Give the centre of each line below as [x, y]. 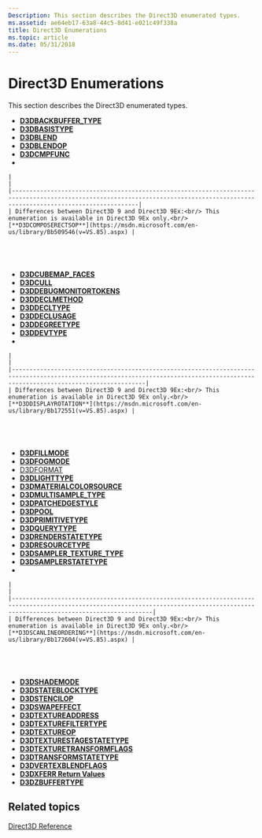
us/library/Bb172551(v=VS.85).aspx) [68, 411]
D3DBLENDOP [43, 146]
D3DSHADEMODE [50, 682]
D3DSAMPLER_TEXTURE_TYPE [72, 554]
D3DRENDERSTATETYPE [61, 537]
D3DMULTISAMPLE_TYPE [63, 495]
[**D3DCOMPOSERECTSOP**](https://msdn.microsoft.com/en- [103, 225]
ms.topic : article [38, 37]
